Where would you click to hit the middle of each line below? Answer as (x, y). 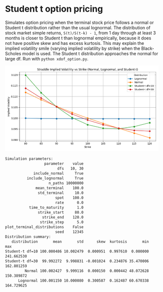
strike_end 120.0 (63, 217)
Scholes (13, 53)
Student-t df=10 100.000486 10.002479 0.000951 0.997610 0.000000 (77, 251)
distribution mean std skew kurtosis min (80, 242)
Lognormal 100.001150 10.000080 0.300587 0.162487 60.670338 (83, 281)
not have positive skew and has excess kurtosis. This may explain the (75, 43)
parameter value (64, 164)
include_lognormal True (55, 178)
